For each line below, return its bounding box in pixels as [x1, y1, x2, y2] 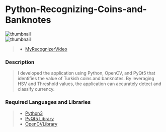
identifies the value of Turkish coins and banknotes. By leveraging [17, 76, 154, 82]
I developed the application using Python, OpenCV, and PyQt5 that [17, 70, 155, 76]
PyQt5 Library [25, 115, 54, 121]
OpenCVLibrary [25, 121, 58, 127]
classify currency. [17, 86, 55, 92]
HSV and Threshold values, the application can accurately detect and [17, 81, 161, 87]
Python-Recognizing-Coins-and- [5, 4, 147, 15]
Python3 [25, 110, 43, 116]
